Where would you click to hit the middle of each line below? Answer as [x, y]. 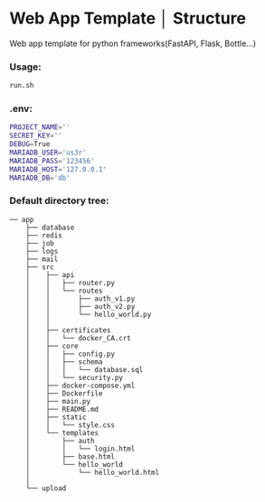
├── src [40, 267]
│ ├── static [57, 417]
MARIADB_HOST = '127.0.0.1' [58, 169]
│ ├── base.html [71, 456]
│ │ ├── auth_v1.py [80, 298]
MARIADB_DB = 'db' [40, 178]
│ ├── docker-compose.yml [80, 386]
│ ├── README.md [62, 409]
